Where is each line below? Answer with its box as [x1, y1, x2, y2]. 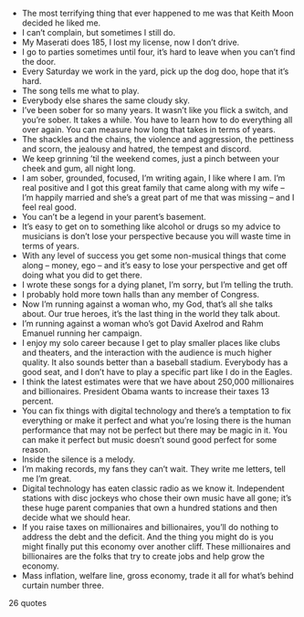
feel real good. [21, 202, 77, 213]
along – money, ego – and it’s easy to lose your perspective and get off [21, 260, 288, 270]
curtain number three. [21, 580, 104, 591]
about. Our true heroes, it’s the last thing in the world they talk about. [21, 308, 280, 319]
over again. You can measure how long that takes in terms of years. [21, 124, 276, 135]
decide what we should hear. [21, 512, 131, 523]
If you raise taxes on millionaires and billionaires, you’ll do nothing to [21, 522, 279, 532]
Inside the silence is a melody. [21, 454, 136, 465]
